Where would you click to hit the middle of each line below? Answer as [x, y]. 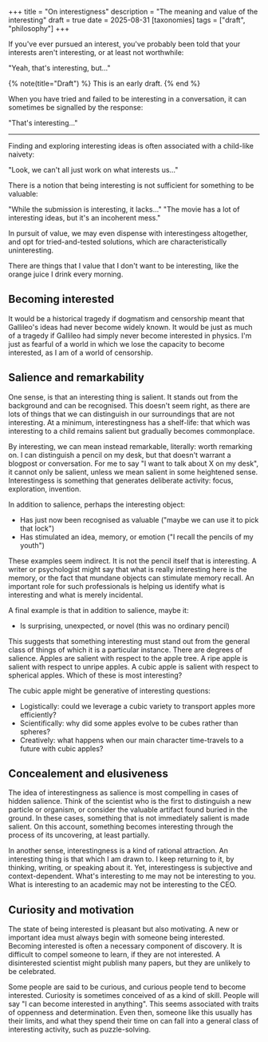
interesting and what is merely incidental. [76, 595]
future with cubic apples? [61, 748]
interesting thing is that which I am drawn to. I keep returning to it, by [121, 859]
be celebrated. [32, 972]
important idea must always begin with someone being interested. [117, 937]
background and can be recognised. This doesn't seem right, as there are [129, 405]
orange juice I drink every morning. [66, 274]
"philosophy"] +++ [39, 28]
